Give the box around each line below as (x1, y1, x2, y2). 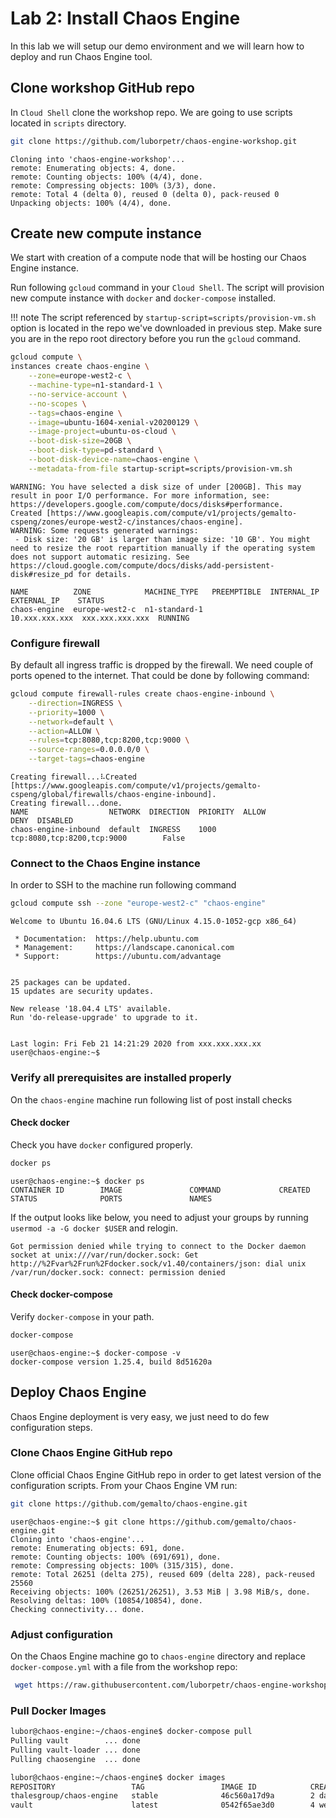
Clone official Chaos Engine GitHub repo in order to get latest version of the (10, 1468, 322, 1481)
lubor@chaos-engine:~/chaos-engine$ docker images (10, 1772, 226, 1782)
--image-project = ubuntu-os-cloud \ (28, 427, 177, 437)
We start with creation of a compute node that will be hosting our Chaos (10, 252, 307, 264)
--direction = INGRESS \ (28, 698, 123, 708)
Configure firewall (10, 636, 100, 650)
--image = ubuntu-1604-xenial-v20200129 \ (28, 417, 199, 427)
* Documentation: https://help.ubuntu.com (14, 934, 199, 944)
